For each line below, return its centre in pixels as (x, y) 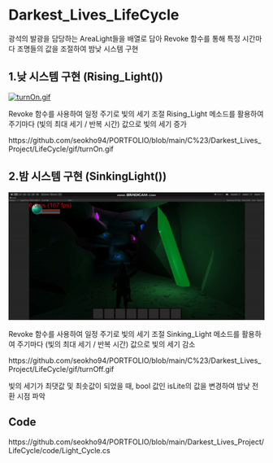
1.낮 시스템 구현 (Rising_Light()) (86, 77)
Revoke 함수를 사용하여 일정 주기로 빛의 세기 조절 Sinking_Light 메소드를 (124, 334)
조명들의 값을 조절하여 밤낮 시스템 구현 (78, 48)
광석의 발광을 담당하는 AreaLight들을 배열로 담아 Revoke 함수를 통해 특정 (125, 38)
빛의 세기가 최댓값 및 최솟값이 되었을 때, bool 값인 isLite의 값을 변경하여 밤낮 (129, 386)
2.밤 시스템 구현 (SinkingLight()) (88, 177)
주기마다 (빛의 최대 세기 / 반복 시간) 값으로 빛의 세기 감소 (106, 344)
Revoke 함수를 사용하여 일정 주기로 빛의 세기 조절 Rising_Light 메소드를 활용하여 (136, 114)
